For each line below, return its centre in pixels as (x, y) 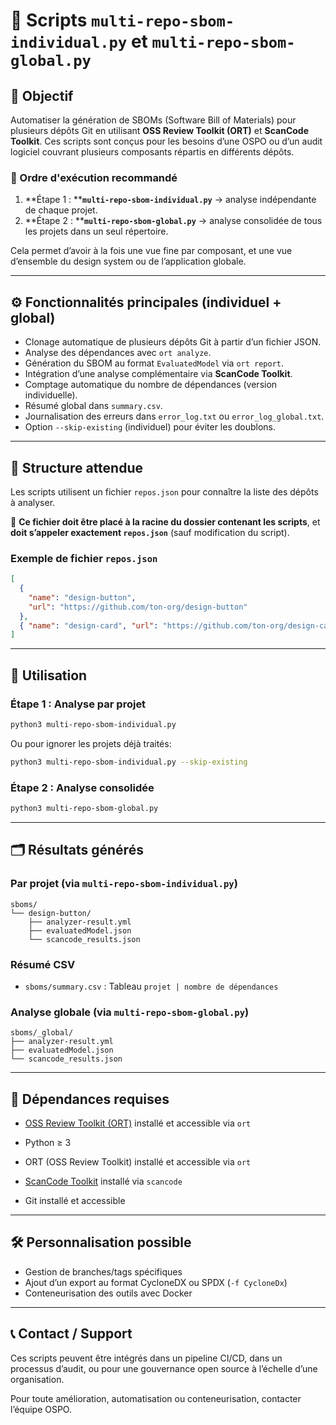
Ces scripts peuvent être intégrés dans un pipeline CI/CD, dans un (146, 1358)
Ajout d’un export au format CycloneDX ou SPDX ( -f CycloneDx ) (156, 1282)
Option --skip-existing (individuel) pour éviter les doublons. (150, 427)
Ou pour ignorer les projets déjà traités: (91, 743)
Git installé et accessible (75, 1201)
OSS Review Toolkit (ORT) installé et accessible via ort (138, 1123)
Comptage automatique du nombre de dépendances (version (151, 385)
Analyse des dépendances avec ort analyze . (118, 353)
